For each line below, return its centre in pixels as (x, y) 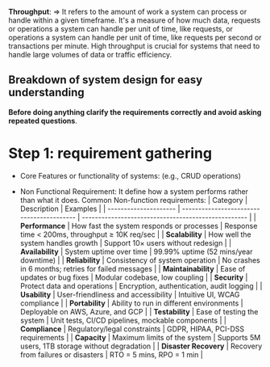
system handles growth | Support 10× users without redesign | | (126, 243)
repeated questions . (43, 120)
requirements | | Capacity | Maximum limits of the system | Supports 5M (140, 337)
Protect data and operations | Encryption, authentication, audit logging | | (141, 285)
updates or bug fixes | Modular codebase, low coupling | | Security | (134, 277)
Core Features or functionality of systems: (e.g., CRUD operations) (131, 175)
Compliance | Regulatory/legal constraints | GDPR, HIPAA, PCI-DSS (132, 329)
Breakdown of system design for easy (106, 80)
